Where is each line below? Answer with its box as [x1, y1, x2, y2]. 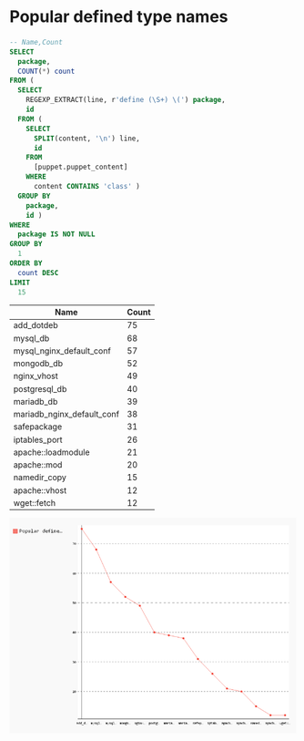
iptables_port [13, 434, 63, 445]
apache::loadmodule [13, 447, 90, 458]
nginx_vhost [13, 371, 59, 382]
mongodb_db [13, 358, 64, 369]
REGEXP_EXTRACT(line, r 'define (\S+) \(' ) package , [25, 96, 226, 105]
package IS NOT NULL [17, 230, 96, 239]
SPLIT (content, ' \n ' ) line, [33, 134, 141, 143]
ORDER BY [9, 259, 43, 268]
